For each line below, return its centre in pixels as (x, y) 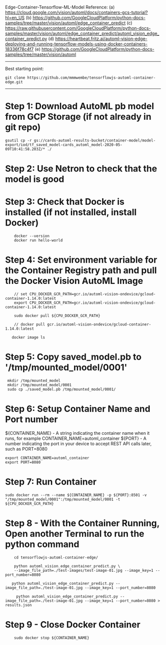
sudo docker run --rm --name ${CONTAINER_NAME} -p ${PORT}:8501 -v (76, 495)
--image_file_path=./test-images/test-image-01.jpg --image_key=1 (84, 570)
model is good (35, 179)
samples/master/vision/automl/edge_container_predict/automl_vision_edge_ (82, 33)
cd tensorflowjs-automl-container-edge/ (56, 557)
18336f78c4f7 (20, 49)
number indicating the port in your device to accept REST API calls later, (78, 443)
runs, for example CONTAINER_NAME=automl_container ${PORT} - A (76, 438)
